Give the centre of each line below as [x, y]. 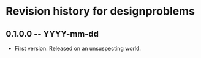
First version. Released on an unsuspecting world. [78, 48]
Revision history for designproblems [100, 11]
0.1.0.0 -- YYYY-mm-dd [52, 34]
